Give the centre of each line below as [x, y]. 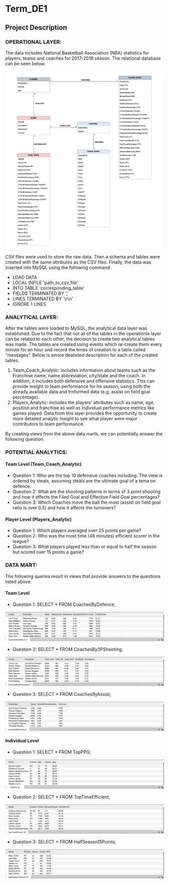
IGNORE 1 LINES [29, 304]
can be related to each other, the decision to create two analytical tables [80, 339]
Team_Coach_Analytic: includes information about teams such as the [84, 370]
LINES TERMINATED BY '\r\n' [43, 298]
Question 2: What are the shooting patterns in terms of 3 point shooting [87, 492]
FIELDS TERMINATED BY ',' [40, 293]
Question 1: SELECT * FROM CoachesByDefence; [64, 604]
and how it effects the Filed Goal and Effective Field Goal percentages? [86, 497]
